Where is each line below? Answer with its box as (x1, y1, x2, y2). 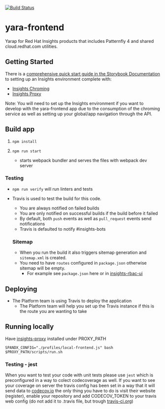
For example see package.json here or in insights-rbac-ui (27, 271, 143, 276)
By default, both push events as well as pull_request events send (19, 215, 152, 221)
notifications (19, 221, 45, 227)
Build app (5, 125, 35, 134)
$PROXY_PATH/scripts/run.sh (5, 349, 63, 354)
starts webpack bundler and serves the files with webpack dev (19, 157, 147, 163)
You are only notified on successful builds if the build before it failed (19, 210, 158, 216)
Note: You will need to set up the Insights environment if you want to (5, 100, 144, 106)
